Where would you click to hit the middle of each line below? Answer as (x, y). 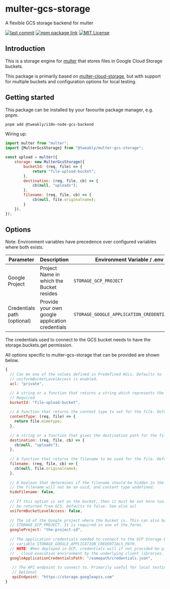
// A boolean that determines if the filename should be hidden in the (87, 482)
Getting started (30, 98)
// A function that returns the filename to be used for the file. (82, 459)
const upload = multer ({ (31, 157)
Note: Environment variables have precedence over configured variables (81, 242)
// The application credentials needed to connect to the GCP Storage (86, 539)
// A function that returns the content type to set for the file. (82, 412)
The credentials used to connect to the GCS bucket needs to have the (78, 340)
